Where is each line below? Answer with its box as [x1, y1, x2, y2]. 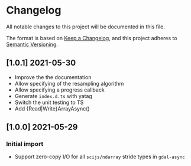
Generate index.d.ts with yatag [14, 92, 93, 99]
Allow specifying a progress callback [14, 86, 105, 93]
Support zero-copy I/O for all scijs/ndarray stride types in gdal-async [14, 153, 185, 160]
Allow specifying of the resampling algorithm [14, 80, 124, 87]
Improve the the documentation [14, 73, 92, 80]
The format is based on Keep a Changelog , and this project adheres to [6, 34, 177, 41]
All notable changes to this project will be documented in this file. [6, 23, 166, 30]
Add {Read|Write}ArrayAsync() [14, 105, 90, 112]
